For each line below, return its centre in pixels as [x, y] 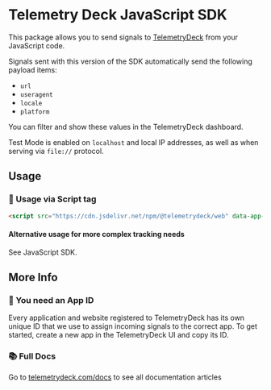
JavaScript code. [37, 45]
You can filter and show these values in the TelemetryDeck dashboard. [126, 127]
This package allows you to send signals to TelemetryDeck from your [123, 37]
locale [31, 103]
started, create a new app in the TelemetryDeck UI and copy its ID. [119, 335]
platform [35, 112]
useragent [37, 94]
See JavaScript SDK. [43, 252]
